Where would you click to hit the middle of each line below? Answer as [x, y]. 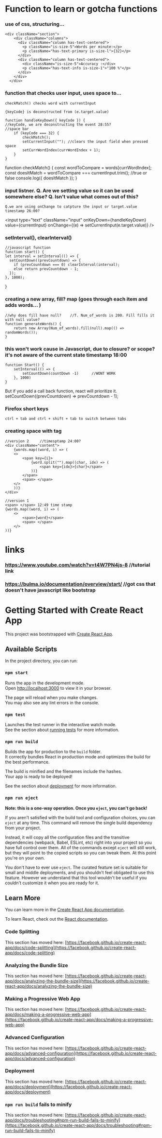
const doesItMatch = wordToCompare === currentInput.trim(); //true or [76, 173]
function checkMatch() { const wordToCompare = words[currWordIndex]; [78, 167]
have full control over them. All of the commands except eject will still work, [81, 847]
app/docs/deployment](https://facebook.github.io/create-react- [68, 1086]
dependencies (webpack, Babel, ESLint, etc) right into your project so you [79, 842]
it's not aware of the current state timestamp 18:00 [66, 355]
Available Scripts [31, 649]
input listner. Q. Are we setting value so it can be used [69, 191]
